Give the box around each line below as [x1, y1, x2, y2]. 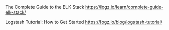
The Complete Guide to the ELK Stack [5, 4, 85, 10]
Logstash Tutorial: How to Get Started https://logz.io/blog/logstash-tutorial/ [5, 19, 163, 25]
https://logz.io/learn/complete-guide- [85, 4, 164, 10]
